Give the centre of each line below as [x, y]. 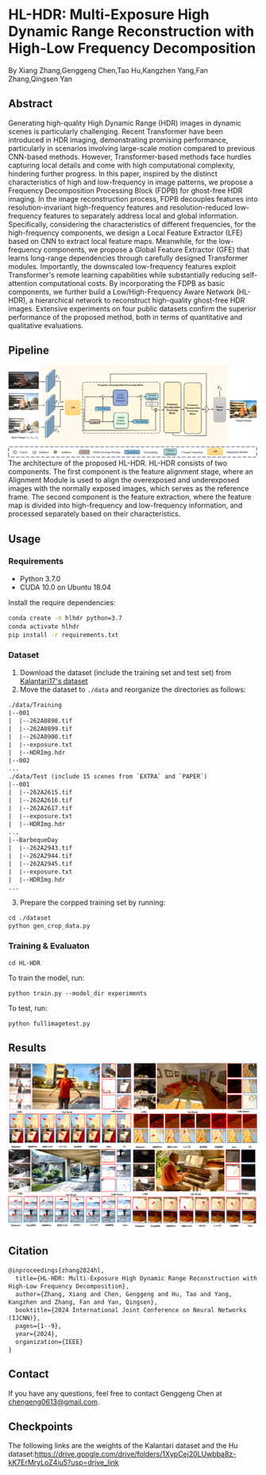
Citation [29, 1251]
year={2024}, [37, 1334]
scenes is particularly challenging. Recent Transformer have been [116, 131]
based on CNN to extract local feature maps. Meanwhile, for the [113, 241]
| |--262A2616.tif [40, 800]
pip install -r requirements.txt [64, 635]
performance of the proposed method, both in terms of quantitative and [125, 317]
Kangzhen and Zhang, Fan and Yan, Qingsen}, [83, 1302]
